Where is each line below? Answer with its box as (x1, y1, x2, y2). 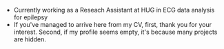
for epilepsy (13, 13, 48, 21)
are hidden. (13, 35, 47, 43)
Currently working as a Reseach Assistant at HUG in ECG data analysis (13, 6, 215, 14)
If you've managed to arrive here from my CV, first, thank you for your (13, 21, 212, 28)
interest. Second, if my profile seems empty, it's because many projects (13, 28, 218, 36)
